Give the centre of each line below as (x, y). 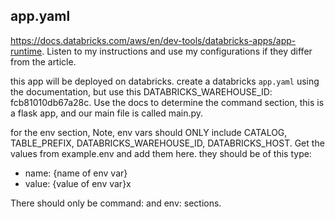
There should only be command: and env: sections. (116, 203)
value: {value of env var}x (78, 183)
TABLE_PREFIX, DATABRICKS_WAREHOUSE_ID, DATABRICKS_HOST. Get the (167, 143)
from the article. (43, 61)
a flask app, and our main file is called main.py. (107, 113)
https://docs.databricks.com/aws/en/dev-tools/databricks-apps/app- (153, 40)
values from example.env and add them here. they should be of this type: (161, 153)
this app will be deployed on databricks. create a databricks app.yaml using (165, 81)
